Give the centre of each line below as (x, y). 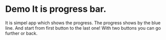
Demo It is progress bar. (56, 9)
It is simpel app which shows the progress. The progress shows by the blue (83, 23)
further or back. (21, 33)
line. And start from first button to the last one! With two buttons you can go (83, 28)
